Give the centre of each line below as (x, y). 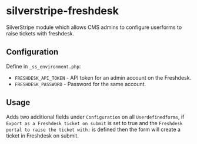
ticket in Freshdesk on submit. (43, 135)
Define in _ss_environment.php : (44, 66)
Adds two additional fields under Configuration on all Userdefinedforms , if (95, 117)
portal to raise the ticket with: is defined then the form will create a (94, 129)
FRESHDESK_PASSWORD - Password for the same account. (80, 84)
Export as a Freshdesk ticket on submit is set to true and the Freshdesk (94, 123)
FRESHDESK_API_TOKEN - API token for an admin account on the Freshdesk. (103, 77)
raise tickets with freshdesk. (40, 33)
